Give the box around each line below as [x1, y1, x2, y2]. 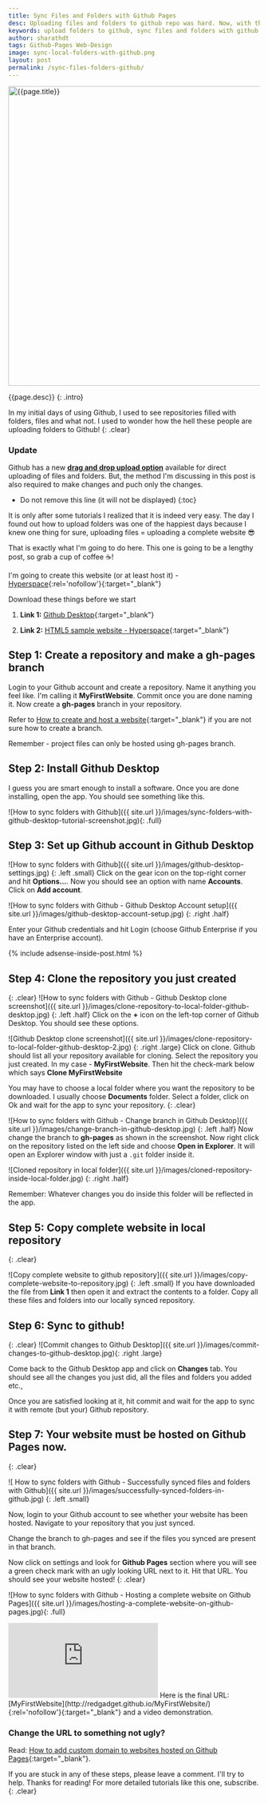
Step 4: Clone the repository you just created [8, 971, 237, 985]
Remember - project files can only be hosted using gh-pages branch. [8, 738, 236, 748]
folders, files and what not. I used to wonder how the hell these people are [8, 416, 253, 426]
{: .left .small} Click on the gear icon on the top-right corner [50, 868, 246, 878]
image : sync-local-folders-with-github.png [8, 49, 156, 57]
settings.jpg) [8, 868, 50, 878]
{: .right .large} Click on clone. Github [132, 1042, 255, 1052]
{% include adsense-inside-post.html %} [8, 948, 143, 959]
